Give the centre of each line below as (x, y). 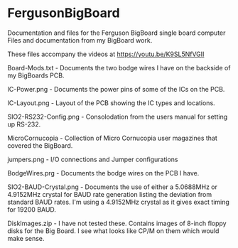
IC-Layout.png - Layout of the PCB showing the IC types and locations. (111, 103)
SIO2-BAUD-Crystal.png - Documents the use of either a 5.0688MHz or (113, 187)
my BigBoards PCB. (36, 75)
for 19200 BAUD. (32, 209)
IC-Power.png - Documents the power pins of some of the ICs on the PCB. (116, 89)
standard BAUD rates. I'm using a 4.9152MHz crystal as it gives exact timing (118, 202)
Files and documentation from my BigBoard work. (80, 40)
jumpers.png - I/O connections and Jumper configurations (93, 159)
